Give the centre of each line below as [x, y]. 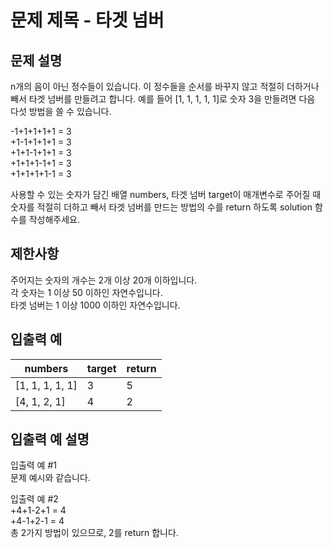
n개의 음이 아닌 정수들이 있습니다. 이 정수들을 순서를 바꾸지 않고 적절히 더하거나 [165, 86]
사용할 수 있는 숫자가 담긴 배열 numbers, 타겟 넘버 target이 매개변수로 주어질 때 [166, 194]
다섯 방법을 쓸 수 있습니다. [61, 111]
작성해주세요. [54, 219]
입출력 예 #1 [33, 465]
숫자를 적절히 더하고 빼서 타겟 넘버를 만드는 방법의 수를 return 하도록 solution [161, 207]
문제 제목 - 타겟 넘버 [87, 20]
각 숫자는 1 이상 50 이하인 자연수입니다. [86, 292]
